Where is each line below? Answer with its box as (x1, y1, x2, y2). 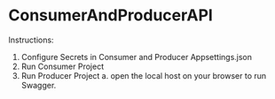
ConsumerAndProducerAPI (8, 5, 214, 26)
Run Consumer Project (20, 61, 104, 72)
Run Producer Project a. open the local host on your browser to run (20, 70, 267, 80)
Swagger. (20, 80, 57, 90)
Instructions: (8, 34, 54, 45)
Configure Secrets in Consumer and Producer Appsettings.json (20, 51, 253, 62)
